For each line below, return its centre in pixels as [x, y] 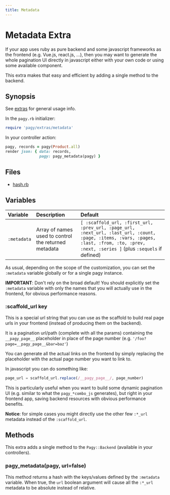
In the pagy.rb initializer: [30, 119]
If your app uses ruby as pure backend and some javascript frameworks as [83, 49]
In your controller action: [31, 138]
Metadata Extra [38, 35]
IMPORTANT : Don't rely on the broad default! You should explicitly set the [82, 283]
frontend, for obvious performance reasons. [51, 293]
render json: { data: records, [38, 152]
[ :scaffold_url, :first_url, [117, 222]
